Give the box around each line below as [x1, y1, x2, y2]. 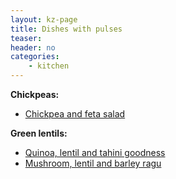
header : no [10, 42, 56, 53]
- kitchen [28, 61, 70, 71]
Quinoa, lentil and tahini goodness [24, 147, 166, 158]
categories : [10, 52, 60, 62]
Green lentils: [10, 127, 68, 139]
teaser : [10, 33, 43, 43]
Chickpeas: [10, 89, 60, 100]
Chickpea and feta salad [24, 108, 126, 120]
